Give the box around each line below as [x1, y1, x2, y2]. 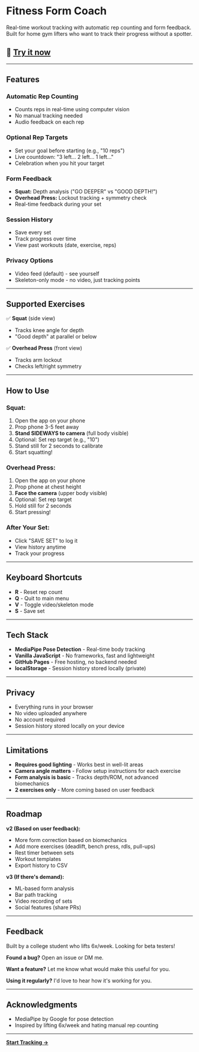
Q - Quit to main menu [14, 594, 69, 602]
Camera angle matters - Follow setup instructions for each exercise [14, 767, 181, 774]
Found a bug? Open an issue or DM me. [6, 954, 104, 961]
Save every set [14, 229, 52, 236]
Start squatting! [14, 449, 53, 456]
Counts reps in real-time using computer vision [14, 106, 130, 113]
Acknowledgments [6, 1000, 78, 1010]
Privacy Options [6, 256, 53, 265]
